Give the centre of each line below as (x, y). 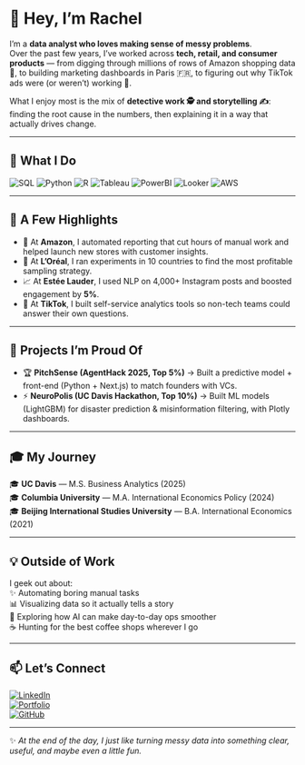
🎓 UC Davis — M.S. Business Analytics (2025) (98, 484)
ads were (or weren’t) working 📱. (71, 83)
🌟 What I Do (43, 161)
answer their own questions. (75, 313)
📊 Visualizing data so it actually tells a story (92, 604)
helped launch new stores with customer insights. (115, 251)
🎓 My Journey (53, 457)
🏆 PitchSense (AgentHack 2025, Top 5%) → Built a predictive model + (157, 373)
